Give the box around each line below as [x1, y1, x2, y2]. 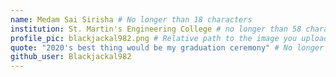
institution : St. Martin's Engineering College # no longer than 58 [10, 24, 302, 34]
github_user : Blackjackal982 [10, 52, 132, 62]
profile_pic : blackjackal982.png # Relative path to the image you [10, 33, 298, 43]
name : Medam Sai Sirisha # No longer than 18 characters [10, 14, 253, 25]
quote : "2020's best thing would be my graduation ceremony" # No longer [10, 42, 325, 53]
